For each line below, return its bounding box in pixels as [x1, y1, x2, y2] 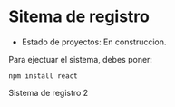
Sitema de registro [8, 6, 151, 27]
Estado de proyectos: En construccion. [21, 36, 167, 47]
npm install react [8, 71, 78, 81]
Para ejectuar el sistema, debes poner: [8, 53, 153, 64]
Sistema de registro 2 [8, 87, 89, 98]
